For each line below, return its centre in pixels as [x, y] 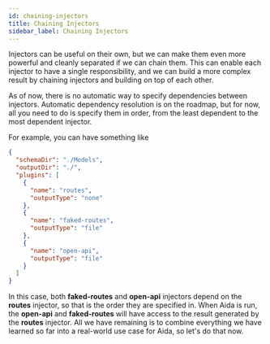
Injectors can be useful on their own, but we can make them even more [127, 54]
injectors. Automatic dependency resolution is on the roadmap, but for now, [135, 105]
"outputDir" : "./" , [49, 168]
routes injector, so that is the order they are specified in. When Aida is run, [133, 305]
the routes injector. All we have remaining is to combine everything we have [135, 323]
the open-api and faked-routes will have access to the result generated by [134, 314]
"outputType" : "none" [66, 198]
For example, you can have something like [79, 137]
